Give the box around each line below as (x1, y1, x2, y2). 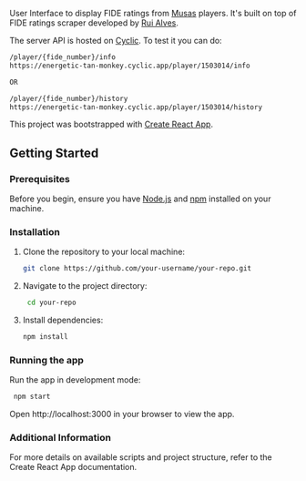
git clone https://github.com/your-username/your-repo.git (22, 264, 252, 273)
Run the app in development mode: (9, 374, 141, 385)
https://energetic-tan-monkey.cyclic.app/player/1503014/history (9, 102, 262, 112)
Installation (9, 225, 61, 238)
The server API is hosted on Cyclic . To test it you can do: (9, 36, 222, 46)
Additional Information (9, 432, 112, 445)
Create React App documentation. (9, 462, 138, 473)
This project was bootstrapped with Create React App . (9, 118, 214, 130)
